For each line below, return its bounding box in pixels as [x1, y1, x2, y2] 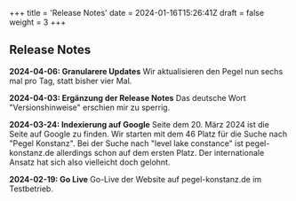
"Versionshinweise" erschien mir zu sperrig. [9, 102, 171, 112]
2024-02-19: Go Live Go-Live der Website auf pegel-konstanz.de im [9, 174, 262, 184]
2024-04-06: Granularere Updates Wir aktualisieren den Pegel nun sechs [9, 66, 284, 76]
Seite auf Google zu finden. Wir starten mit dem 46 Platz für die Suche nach [9, 128, 288, 139]
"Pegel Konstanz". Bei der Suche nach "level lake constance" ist [9, 137, 244, 149]
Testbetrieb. [9, 183, 53, 194]
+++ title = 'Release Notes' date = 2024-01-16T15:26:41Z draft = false [9, 8, 265, 18]
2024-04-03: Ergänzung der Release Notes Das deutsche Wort [9, 92, 246, 103]
